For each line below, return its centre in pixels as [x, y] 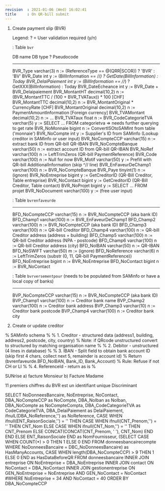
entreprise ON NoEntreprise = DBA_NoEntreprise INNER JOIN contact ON [79, 463]
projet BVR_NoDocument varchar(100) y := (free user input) [72, 191]
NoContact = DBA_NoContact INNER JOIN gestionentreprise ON [70, 468]
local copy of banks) [33, 281]
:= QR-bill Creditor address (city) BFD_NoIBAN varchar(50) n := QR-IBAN [86, 245]
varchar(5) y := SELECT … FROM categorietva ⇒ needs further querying [85, 123]
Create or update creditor [38, 325]
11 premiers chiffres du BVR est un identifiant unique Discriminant [71, 385]
